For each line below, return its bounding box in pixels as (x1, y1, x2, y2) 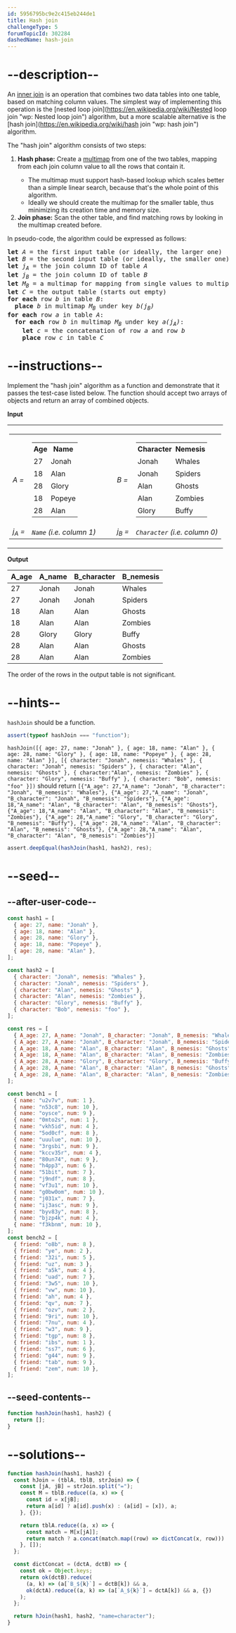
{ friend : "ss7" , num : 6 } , (13, 1345, 96, 1352)
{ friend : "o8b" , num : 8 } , (13, 1240, 96, 1248)
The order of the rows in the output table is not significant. (7, 670, 176, 679)
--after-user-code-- (7, 896, 97, 908)
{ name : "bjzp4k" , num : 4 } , (13, 1215, 99, 1222)
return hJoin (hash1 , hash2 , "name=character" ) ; (13, 1613, 156, 1620)
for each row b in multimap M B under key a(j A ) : (14, 318, 184, 328)
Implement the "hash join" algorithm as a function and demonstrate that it (7, 381, 220, 389)
